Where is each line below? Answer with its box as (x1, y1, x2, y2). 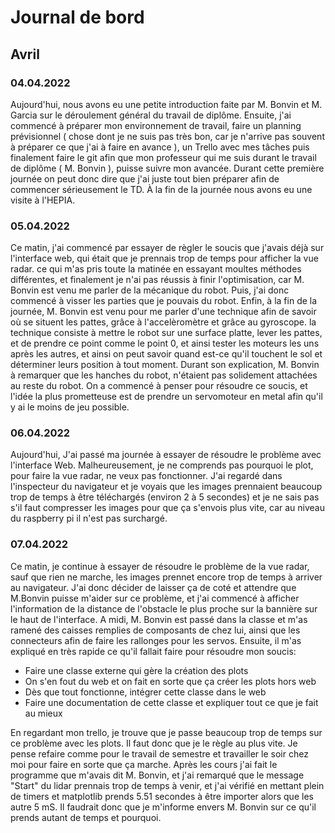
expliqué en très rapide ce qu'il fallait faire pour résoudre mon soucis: (10, 645, 297, 657)
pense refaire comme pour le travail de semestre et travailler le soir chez (10, 747, 309, 760)
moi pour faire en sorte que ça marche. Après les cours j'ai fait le (10, 758, 278, 770)
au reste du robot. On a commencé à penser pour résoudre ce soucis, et (10, 380, 308, 392)
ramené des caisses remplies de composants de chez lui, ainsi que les (10, 624, 301, 636)
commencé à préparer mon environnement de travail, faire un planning (10, 119, 302, 131)
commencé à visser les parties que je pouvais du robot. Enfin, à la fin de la (10, 295, 318, 307)
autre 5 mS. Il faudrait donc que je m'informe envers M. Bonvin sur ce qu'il (10, 801, 317, 813)
